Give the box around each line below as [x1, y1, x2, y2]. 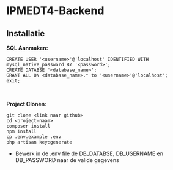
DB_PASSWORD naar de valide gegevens [15, 156, 119, 163]
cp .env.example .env [6, 134, 62, 140]
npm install [6, 128, 37, 134]
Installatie [6, 28, 45, 39]
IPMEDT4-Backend [6, 4, 105, 18]
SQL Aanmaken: [6, 44, 49, 52]
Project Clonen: [6, 101, 47, 107]
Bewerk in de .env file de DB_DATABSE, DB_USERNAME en [15, 150, 164, 157]
